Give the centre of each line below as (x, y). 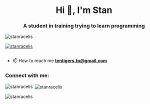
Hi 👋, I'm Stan (84, 10)
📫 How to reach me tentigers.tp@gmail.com (60, 61)
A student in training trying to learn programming (84, 26)
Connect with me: (27, 75)
